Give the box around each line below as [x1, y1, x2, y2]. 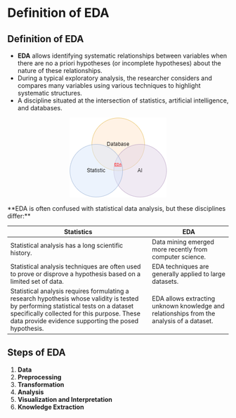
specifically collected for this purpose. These [10, 309, 140, 318]
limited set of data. [10, 277, 65, 285]
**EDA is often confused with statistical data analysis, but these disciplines [7, 204, 226, 212]
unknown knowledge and [152, 302, 225, 311]
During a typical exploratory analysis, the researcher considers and [17, 74, 213, 82]
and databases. [17, 104, 63, 112]
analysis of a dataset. [152, 317, 214, 325]
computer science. [152, 252, 206, 261]
